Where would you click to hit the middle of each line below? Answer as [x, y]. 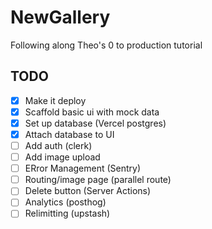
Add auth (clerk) [58, 145]
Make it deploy [55, 100]
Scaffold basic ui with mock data [92, 112]
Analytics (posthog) [65, 202]
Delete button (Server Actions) [88, 191]
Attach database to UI [69, 134]
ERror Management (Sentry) [83, 168]
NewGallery [60, 17]
